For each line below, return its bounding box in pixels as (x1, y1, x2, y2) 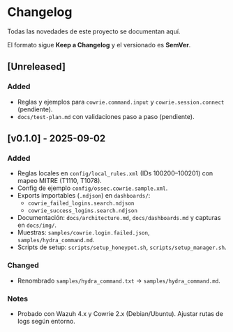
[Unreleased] (7, 61, 66, 73)
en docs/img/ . (17, 221, 57, 230)
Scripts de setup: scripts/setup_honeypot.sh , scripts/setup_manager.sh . (17, 243, 227, 251)
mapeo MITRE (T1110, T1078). (17, 177, 103, 185)
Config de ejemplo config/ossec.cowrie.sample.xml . (17, 184, 168, 192)
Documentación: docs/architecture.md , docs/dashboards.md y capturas (17, 214, 221, 222)
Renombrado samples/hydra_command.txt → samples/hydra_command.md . (17, 276, 221, 285)
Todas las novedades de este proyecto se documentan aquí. (7, 27, 181, 35)
